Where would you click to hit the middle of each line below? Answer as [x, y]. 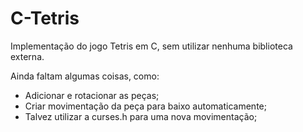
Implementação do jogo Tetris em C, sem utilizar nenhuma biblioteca [151, 46]
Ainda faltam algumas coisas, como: [85, 76]
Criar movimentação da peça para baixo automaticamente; [145, 106]
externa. [27, 56]
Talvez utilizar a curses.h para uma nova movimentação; [141, 116]
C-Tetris [45, 18]
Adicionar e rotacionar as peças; [92, 95]
